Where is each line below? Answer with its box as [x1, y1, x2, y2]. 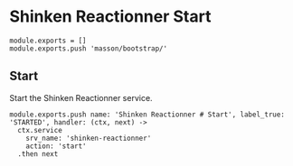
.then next [17, 149, 59, 159]
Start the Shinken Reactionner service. [9, 92, 153, 103]
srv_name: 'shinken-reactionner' [25, 134, 152, 143]
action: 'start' [25, 142, 88, 151]
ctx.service [17, 125, 63, 134]
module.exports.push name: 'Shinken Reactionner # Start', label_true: [9, 110, 285, 119]
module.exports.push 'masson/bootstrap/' [9, 43, 168, 53]
